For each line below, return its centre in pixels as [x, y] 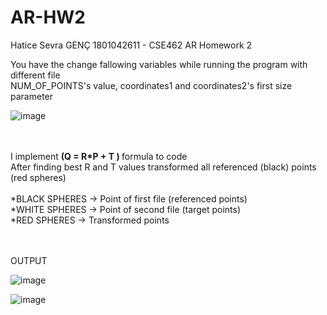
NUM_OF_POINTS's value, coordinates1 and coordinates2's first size [151, 85]
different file [35, 75]
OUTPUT [29, 260]
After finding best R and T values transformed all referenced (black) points [163, 167]
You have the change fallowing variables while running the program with [159, 64]
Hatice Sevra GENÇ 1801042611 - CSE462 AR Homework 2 [131, 45]
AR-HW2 [48, 17]
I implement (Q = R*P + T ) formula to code [99, 156]
